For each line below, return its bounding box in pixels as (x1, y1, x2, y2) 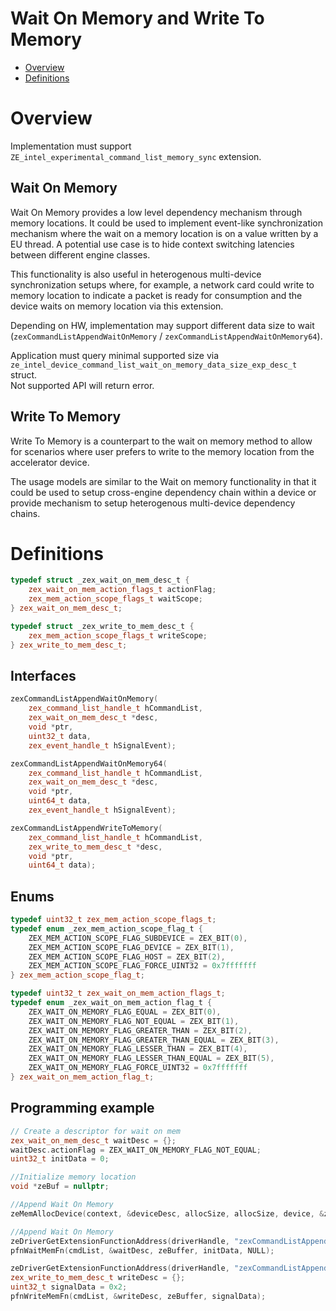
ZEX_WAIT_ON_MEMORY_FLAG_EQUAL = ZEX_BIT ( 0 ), (28, 1007, 222, 1017)
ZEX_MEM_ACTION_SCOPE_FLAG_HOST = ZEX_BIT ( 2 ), (28, 952, 226, 962)
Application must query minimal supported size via (10, 349, 220, 361)
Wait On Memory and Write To (10, 7, 265, 30)
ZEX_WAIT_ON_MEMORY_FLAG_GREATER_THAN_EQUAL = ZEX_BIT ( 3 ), (28, 1035, 280, 1045)
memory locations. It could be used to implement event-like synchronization (10, 217, 324, 229)
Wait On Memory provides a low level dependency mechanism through (10, 206, 303, 218)
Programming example (10, 1100, 155, 1117)
